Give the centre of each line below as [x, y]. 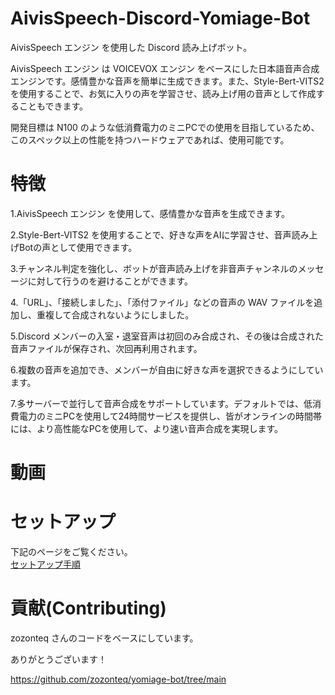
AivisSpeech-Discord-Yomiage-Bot [160, 18]
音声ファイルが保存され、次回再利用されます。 [106, 348]
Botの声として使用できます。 [78, 247]
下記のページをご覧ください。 [71, 551]
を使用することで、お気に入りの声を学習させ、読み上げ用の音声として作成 [163, 93]
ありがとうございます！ [58, 659]
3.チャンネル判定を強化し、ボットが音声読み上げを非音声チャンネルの [154, 268]
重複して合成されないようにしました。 [115, 314]
